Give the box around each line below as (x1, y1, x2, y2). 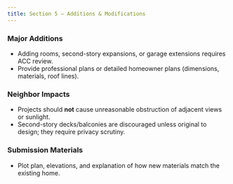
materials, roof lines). (17, 72, 79, 80)
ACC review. (17, 57, 53, 65)
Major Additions (7, 33, 63, 43)
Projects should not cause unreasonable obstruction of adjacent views (17, 105, 222, 114)
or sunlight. (17, 113, 51, 121)
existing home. (17, 169, 60, 177)
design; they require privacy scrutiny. (17, 128, 126, 136)
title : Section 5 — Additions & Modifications (7, 10, 146, 18)
